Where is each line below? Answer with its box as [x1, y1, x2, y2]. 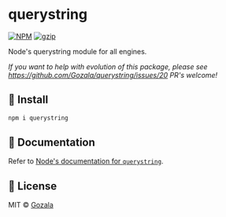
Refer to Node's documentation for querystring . [8, 156, 164, 166]
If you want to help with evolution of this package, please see [8, 61, 208, 72]
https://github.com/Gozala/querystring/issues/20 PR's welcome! [8, 70, 218, 79]
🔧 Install [8, 93, 49, 107]
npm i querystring [8, 114, 69, 122]
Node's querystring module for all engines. [8, 46, 147, 56]
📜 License [8, 179, 57, 193]
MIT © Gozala [8, 200, 54, 210]
